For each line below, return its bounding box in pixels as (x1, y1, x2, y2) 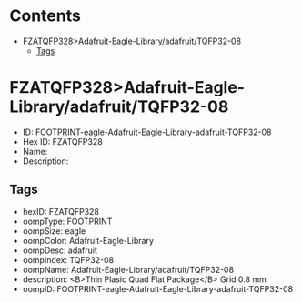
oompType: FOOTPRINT (22, 216, 113, 227)
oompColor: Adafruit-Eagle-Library (22, 235, 155, 246)
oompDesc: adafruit (22, 245, 98, 256)
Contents (9, 5, 82, 26)
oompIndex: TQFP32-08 (22, 254, 115, 265)
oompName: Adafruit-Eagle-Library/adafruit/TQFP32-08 (22, 264, 235, 275)
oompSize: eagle (22, 225, 86, 237)
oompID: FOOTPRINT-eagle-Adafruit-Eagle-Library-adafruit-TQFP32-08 (22, 283, 294, 294)
